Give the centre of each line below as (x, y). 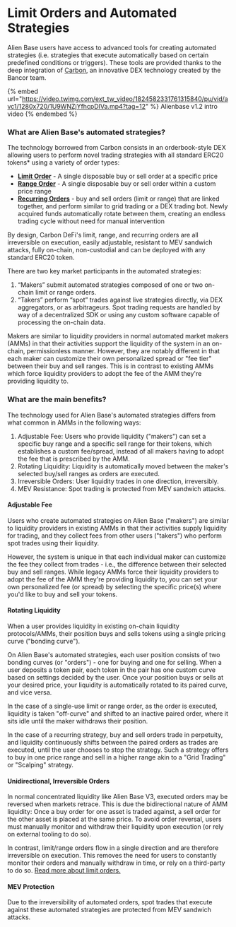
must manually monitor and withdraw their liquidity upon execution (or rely (116, 827)
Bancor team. (27, 77)
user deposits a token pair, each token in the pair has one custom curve (112, 670)
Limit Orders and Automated (92, 13)
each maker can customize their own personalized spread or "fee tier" (110, 359)
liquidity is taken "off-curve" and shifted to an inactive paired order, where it (118, 713)
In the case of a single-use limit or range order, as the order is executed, (112, 706)
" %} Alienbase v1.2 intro (181, 106)
